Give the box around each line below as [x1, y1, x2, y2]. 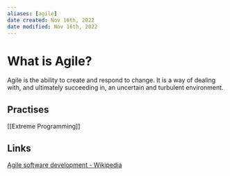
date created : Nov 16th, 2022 [7, 17, 95, 24]
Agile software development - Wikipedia [7, 161, 122, 169]
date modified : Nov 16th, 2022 [7, 23, 98, 30]
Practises [7, 104, 49, 115]
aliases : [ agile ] [7, 10, 58, 17]
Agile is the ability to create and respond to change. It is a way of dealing [7, 76, 216, 84]
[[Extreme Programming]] [7, 122, 81, 131]
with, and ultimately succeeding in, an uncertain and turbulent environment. [7, 83, 224, 92]
